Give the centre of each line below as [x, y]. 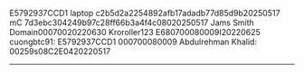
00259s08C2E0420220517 [60, 51]
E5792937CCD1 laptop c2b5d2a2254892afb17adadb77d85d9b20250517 [145, 13]
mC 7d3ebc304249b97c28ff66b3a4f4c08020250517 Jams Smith [132, 23]
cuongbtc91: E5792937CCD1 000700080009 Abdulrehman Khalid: [133, 42]
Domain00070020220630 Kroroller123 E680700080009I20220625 [135, 32]
